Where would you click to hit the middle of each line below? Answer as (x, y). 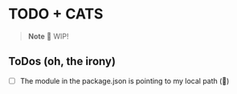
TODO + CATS (56, 14)
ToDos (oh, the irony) (62, 61)
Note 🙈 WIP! (48, 36)
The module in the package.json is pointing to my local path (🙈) (125, 80)
